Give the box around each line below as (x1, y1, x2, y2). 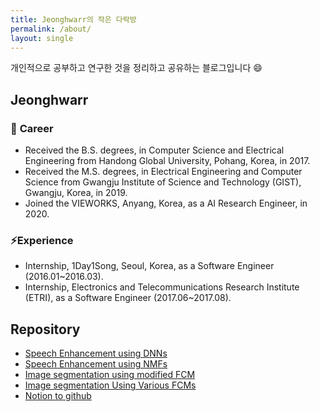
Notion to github (24, 390, 92, 402)
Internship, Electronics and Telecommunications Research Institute (24, 281, 300, 293)
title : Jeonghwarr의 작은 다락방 (10, 14, 137, 25)
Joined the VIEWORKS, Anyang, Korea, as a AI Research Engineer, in (24, 197, 308, 210)
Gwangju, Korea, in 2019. (24, 187, 128, 199)
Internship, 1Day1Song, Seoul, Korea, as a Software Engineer (24, 260, 275, 272)
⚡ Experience (10, 233, 74, 247)
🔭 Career (10, 121, 54, 135)
